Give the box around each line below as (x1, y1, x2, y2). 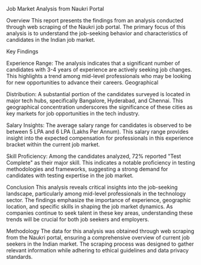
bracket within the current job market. (6, 141, 100, 148)
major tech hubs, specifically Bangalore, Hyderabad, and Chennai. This (6, 97, 183, 104)
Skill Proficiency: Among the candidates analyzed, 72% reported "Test (6, 152, 181, 160)
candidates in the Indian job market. (6, 36, 95, 43)
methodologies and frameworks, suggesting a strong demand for (6, 166, 168, 172)
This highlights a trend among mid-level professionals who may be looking (6, 73, 191, 79)
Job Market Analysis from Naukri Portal (6, 5, 104, 12)
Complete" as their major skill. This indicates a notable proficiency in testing (6, 159, 195, 166)
